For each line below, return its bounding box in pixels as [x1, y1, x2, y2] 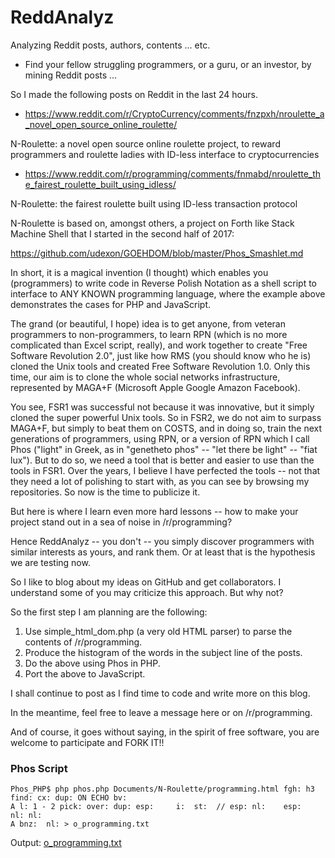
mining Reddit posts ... [24, 69, 118, 81]
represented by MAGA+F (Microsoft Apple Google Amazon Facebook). [10, 381, 301, 393]
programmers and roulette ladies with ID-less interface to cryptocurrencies [10, 148, 320, 160]
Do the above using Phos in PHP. [24, 657, 161, 669]
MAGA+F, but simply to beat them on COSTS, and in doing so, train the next [10, 422, 323, 434]
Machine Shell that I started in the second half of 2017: [10, 227, 235, 240]
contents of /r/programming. [24, 636, 143, 648]
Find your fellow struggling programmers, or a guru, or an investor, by [24, 58, 312, 70]
